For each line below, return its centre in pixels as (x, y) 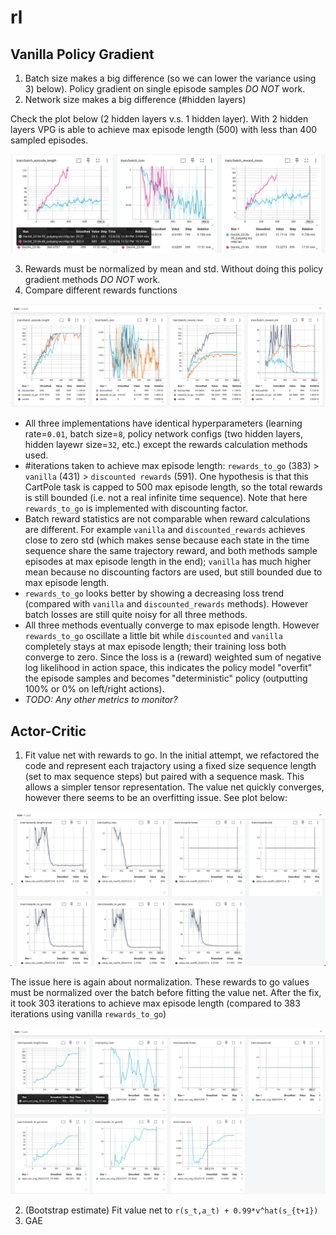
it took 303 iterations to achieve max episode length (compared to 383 (155, 1003)
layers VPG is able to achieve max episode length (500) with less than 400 (164, 129)
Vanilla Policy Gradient (82, 54)
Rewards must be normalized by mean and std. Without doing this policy (174, 268)
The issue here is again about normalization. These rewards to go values (160, 982)
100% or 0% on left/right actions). (94, 689)
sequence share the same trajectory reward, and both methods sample (171, 551)
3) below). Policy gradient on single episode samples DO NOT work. (165, 89)
